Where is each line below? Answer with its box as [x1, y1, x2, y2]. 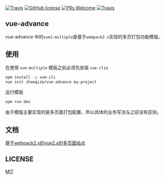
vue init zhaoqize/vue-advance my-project [5, 79, 97, 84]
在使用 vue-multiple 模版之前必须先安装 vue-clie [5, 64, 108, 71]
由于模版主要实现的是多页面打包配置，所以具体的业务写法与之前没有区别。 [5, 109, 161, 115]
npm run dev [5, 99, 31, 104]
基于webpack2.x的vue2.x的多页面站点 [5, 140, 86, 146]
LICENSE [5, 155, 34, 164]
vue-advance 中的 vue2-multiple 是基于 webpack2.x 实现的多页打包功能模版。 [5, 34, 163, 40]
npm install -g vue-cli [5, 74, 56, 80]
